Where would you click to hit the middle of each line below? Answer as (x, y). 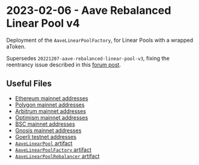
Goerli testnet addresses (46, 137)
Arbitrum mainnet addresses (51, 111)
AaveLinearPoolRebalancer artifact (57, 156)
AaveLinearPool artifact (44, 143)
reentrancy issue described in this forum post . (64, 65)
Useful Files (29, 84)
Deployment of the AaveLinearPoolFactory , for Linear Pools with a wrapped (100, 40)
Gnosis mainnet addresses (48, 130)
